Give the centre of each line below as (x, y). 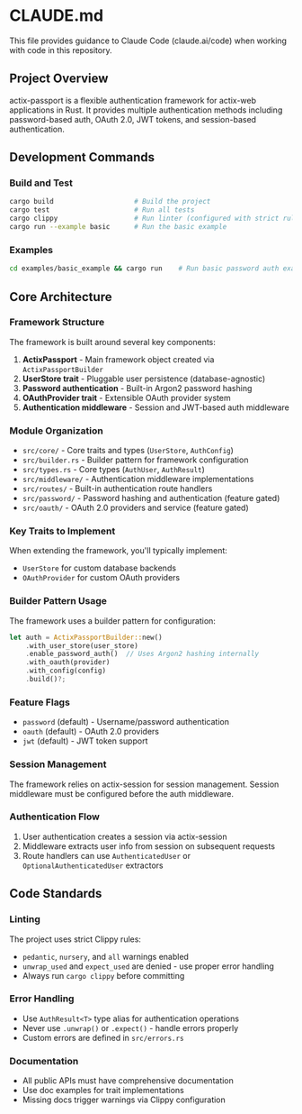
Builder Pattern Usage (58, 601)
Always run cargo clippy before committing (103, 975)
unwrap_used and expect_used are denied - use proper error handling (148, 966)
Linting (25, 919)
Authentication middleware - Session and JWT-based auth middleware (156, 407)
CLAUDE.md (57, 16)
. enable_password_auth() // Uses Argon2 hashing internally (142, 654)
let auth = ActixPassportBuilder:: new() (86, 637)
